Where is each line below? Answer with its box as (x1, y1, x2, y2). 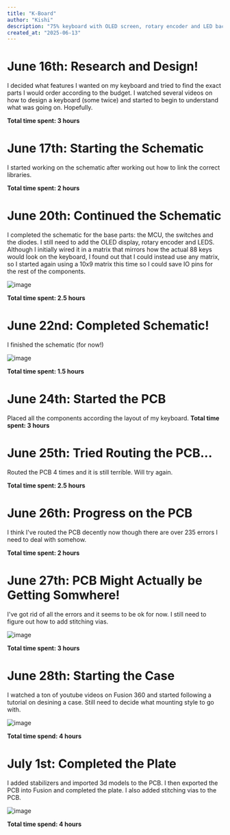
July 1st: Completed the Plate (7, 756, 177, 771)
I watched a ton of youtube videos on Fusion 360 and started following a (7, 691, 212, 699)
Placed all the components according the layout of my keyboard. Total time (7, 413, 220, 422)
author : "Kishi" (7, 16, 53, 23)
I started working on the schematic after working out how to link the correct (7, 163, 220, 172)
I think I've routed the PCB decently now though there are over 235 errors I (7, 528, 218, 536)
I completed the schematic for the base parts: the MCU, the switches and (7, 231, 214, 239)
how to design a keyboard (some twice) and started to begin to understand (7, 96, 219, 104)
